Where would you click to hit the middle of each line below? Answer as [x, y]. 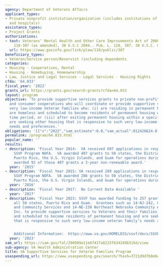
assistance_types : [24, 28]
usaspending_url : [23, 256]
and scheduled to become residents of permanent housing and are [81, 216]
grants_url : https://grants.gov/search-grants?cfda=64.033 [66, 90]
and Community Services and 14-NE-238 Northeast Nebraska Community [84, 207]
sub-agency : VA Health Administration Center [52, 247]
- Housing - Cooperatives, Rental [40, 68]
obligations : [18, 131]
